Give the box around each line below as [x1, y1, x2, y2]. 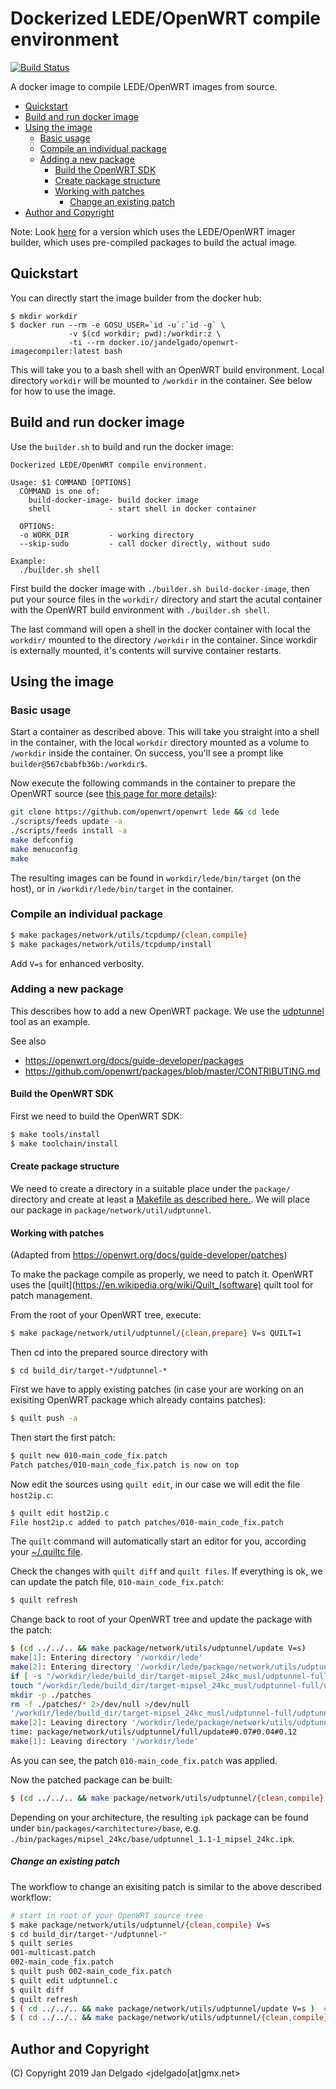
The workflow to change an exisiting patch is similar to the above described [10, 1880, 322, 1892]
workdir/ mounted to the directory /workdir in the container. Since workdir [10, 633, 318, 646]
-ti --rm [68, 337, 105, 347]
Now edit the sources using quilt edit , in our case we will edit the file [10, 1478, 301, 1490]
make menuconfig [10, 844, 78, 854]
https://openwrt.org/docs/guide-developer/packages [24, 1054, 245, 1066]
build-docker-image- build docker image [28, 495, 199, 505]
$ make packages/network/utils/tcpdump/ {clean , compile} [10, 930, 248, 940]
